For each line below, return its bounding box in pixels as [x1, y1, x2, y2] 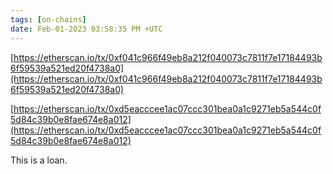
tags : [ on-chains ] [10, 14, 87, 25]
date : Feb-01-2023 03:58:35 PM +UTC [10, 24, 163, 34]
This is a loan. [10, 154, 68, 166]
